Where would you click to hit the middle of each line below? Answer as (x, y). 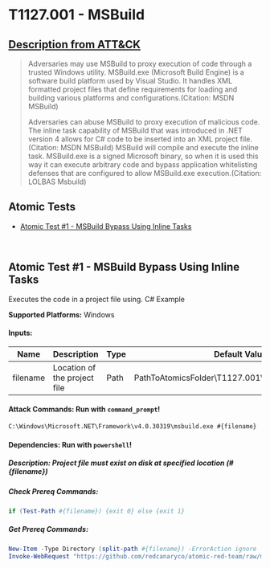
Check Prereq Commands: (53, 492)
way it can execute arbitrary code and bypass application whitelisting (143, 165)
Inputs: (20, 333)
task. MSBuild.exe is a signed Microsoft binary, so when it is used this (143, 156)
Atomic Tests (42, 207)
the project (73, 378)
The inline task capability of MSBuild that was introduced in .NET (135, 131)
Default (228, 353)
